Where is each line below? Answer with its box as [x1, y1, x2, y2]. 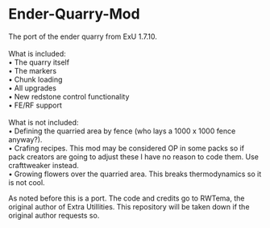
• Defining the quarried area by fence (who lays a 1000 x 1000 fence [8, 126, 236, 136]
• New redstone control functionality [8, 91, 130, 101]
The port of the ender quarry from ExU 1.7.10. [8, 32, 157, 41]
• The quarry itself [8, 57, 70, 67]
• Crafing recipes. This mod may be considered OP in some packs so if [8, 143, 244, 153]
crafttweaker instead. [8, 160, 79, 170]
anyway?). [8, 134, 43, 144]
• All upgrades [8, 82, 56, 93]
